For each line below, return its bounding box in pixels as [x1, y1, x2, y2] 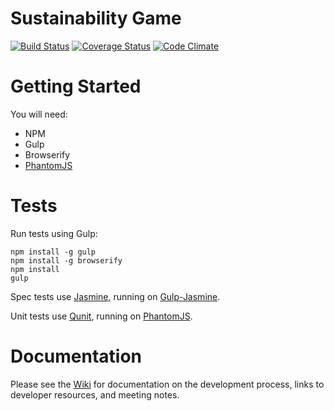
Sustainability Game [10, 7, 182, 30]
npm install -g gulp [10, 247, 97, 257]
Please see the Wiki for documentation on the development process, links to [10, 378, 325, 390]
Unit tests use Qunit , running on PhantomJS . [10, 310, 193, 322]
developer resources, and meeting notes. [10, 388, 180, 401]
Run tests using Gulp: [10, 227, 98, 239]
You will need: [10, 108, 68, 120]
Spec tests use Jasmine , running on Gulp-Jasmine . [10, 290, 221, 302]
